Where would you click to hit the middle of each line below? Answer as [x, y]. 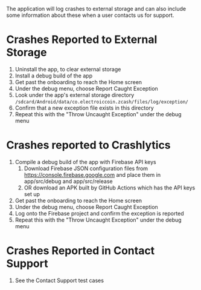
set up [32, 194]
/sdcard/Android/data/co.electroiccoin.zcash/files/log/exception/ [101, 102]
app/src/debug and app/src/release [68, 181]
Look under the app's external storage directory [75, 95]
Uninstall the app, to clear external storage [68, 69]
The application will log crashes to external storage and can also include [96, 9]
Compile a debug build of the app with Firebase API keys [85, 162]
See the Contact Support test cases [59, 280]
